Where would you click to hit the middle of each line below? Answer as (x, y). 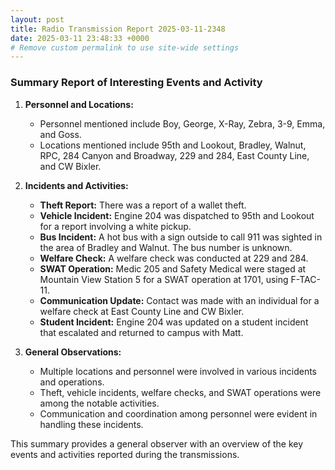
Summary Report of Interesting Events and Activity (136, 83)
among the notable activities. (99, 403)
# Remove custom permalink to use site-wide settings (125, 47)
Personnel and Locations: (79, 104)
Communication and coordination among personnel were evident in (178, 413)
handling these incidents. (91, 424)
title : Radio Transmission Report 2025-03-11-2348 (118, 29)
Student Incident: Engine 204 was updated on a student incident (174, 322)
